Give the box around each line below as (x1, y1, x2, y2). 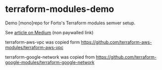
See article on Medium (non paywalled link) (5, 29, 94, 35)
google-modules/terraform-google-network (5, 59, 95, 65)
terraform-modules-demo (5, 3, 114, 15)
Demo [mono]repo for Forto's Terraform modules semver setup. (5, 20, 136, 26)
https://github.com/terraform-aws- (81, 39, 152, 45)
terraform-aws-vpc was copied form (5, 39, 80, 45)
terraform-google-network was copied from (5, 54, 95, 60)
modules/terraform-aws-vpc (5, 44, 63, 50)
